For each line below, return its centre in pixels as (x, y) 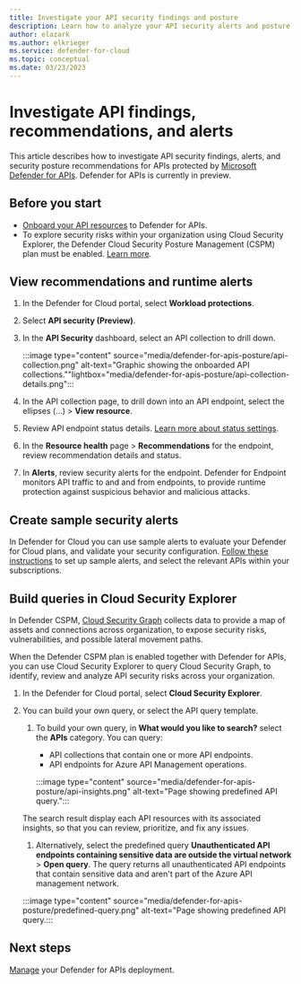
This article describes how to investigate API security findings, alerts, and (145, 156)
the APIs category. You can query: (99, 738)
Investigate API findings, (103, 112)
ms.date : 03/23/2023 (48, 68)
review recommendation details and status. (102, 455)
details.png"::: (48, 384)
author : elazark (39, 34)
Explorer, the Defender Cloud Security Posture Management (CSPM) (149, 244)
